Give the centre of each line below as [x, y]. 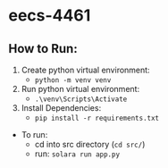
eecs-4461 [50, 16]
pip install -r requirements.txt [97, 118]
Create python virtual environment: [85, 70]
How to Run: [43, 49]
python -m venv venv [73, 80]
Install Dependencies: [61, 108]
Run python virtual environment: [80, 89]
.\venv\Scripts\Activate [81, 99]
